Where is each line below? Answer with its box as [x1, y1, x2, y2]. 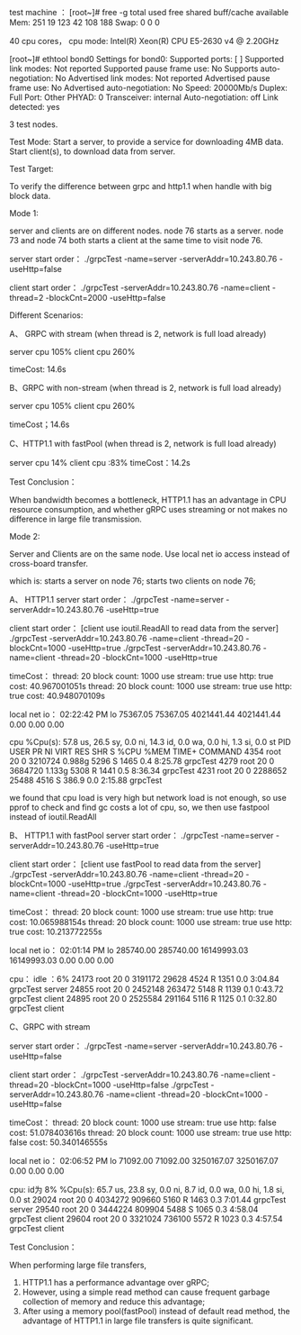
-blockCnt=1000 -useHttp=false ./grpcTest [50, 1079, 209, 1090]
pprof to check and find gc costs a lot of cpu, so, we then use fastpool [9, 802, 270, 813]
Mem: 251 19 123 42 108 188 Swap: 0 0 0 [9, 17, 160, 28]
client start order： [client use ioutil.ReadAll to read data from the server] [9, 623, 279, 633]
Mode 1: [9, 208, 39, 218]
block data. [9, 191, 51, 201]
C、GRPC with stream [9, 1022, 91, 1032]
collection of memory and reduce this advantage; [22, 1296, 205, 1307]
